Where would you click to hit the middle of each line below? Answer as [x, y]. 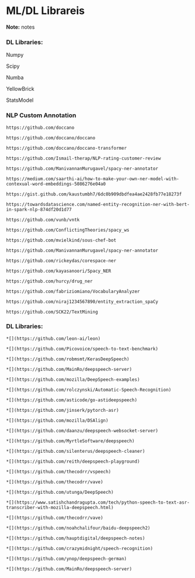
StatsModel [20, 100]
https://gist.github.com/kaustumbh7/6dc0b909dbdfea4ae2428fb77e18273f [94, 194]
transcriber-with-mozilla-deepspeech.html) [60, 507]
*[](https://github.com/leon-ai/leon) [53, 338]
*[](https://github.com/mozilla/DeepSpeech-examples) [73, 379]
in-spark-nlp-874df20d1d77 [39, 209]
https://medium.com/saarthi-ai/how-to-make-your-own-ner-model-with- [93, 179]
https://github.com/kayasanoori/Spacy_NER [59, 271]
